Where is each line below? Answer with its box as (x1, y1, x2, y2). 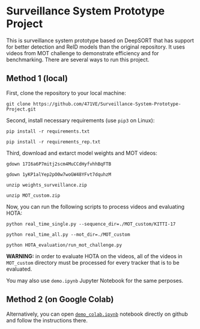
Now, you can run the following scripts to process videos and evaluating (6, 203, 185, 210)
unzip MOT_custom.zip (6, 192, 61, 199)
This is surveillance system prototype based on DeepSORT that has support (6, 37, 194, 44)
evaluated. (6, 265, 32, 273)
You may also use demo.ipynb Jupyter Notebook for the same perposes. (6, 277, 184, 284)
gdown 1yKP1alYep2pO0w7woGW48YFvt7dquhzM (6, 171, 112, 178)
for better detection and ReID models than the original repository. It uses (6, 43, 185, 50)
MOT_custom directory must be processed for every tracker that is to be (6, 259, 180, 266)
